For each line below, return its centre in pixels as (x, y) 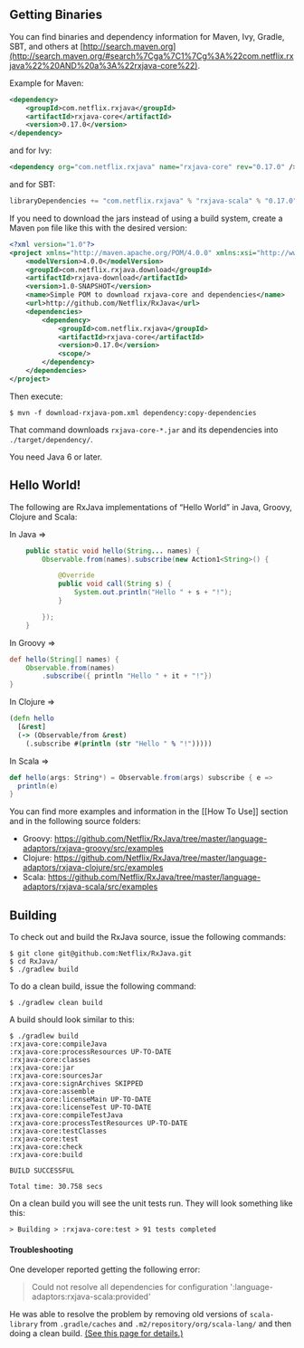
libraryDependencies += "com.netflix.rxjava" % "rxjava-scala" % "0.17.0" (153, 201)
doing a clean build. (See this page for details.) (96, 1334)
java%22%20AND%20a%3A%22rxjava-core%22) (104, 65)
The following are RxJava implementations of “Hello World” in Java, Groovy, (151, 507)
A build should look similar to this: (72, 1020)
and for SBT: (33, 185)
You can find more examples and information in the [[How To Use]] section (149, 812)
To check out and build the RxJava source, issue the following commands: (148, 937)
